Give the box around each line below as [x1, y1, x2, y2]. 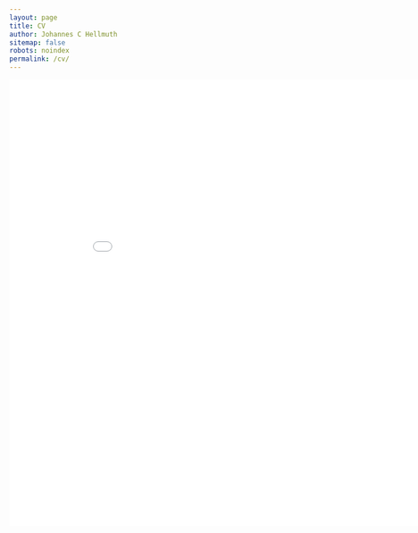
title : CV [9, 21, 46, 30]
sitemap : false [9, 37, 66, 47]
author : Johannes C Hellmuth [9, 29, 118, 38]
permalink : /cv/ [9, 54, 70, 63]
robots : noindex [9, 46, 70, 55]
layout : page [9, 12, 58, 22]
